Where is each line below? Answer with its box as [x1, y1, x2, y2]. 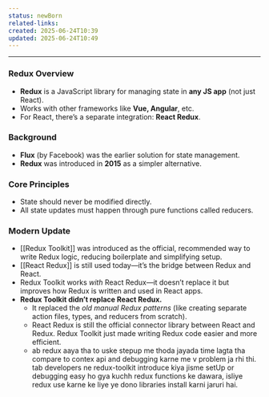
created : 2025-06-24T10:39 [8, 26, 98, 34]
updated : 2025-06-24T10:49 [8, 34, 98, 43]
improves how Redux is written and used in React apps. [19, 286, 203, 296]
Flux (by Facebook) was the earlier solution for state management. [19, 150, 240, 160]
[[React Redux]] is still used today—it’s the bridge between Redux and [19, 261, 251, 270]
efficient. [31, 338, 62, 347]
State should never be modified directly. [19, 197, 152, 207]
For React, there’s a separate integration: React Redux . [19, 111, 201, 121]
